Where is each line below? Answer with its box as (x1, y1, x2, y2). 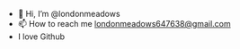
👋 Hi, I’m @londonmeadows (17, 9, 120, 19)
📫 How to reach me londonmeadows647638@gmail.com (17, 19, 231, 29)
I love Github (17, 31, 66, 42)
